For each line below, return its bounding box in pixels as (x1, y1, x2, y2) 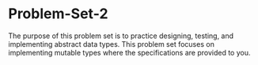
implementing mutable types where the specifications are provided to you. (8, 48, 251, 57)
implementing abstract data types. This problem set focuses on (8, 39, 215, 48)
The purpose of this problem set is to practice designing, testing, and (8, 31, 234, 40)
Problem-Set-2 (8, 5, 108, 23)
